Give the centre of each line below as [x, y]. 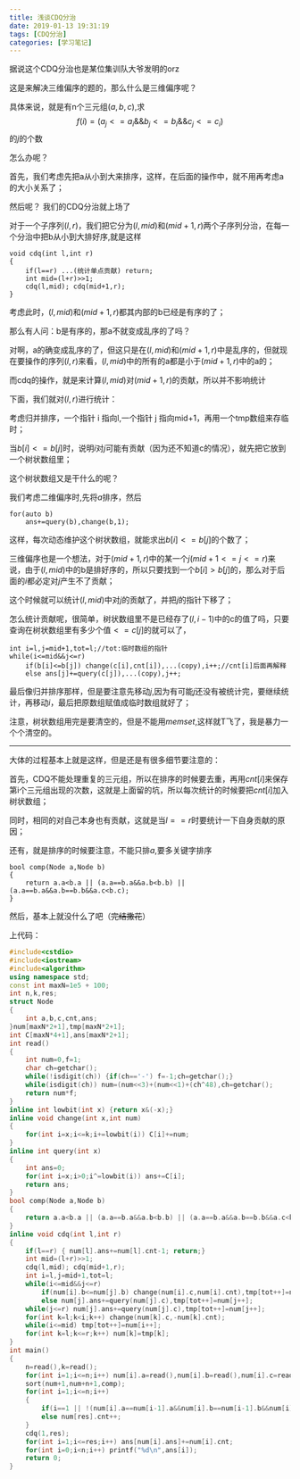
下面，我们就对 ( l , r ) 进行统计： [63, 399]
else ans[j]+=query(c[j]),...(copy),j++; [103, 674]
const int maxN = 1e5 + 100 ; [59, 985]
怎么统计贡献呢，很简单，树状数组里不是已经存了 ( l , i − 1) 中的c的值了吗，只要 [150, 619]
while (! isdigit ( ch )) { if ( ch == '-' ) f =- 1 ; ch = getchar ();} [129, 1076]
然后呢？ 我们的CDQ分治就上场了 [70, 207]
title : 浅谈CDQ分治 [43, 17]
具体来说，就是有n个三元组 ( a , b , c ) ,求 [77, 107]
